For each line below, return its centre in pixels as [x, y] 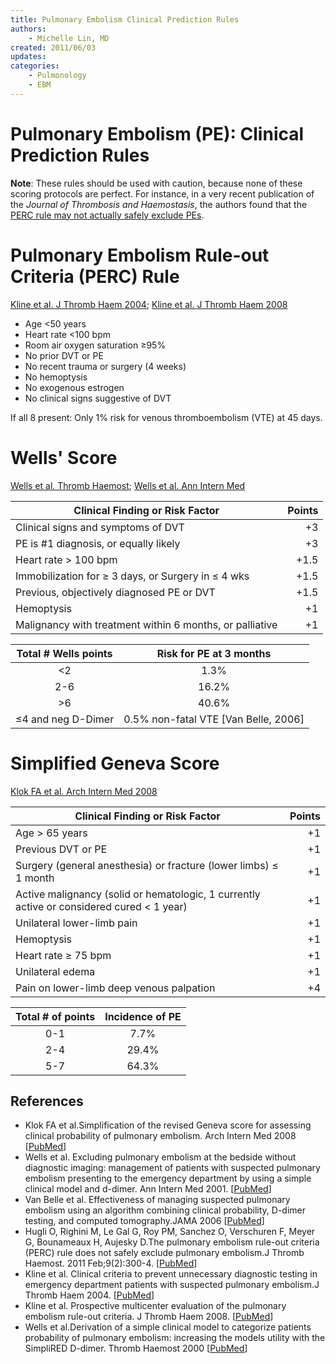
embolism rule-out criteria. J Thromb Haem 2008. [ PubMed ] [149, 1317]
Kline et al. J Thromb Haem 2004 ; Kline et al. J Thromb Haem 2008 [149, 304]
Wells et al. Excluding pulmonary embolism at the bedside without [160, 1157]
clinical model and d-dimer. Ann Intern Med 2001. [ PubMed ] [148, 1189]
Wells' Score [64, 457]
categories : [35, 66]
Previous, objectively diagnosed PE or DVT [115, 592]
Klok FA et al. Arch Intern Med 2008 [84, 791]
